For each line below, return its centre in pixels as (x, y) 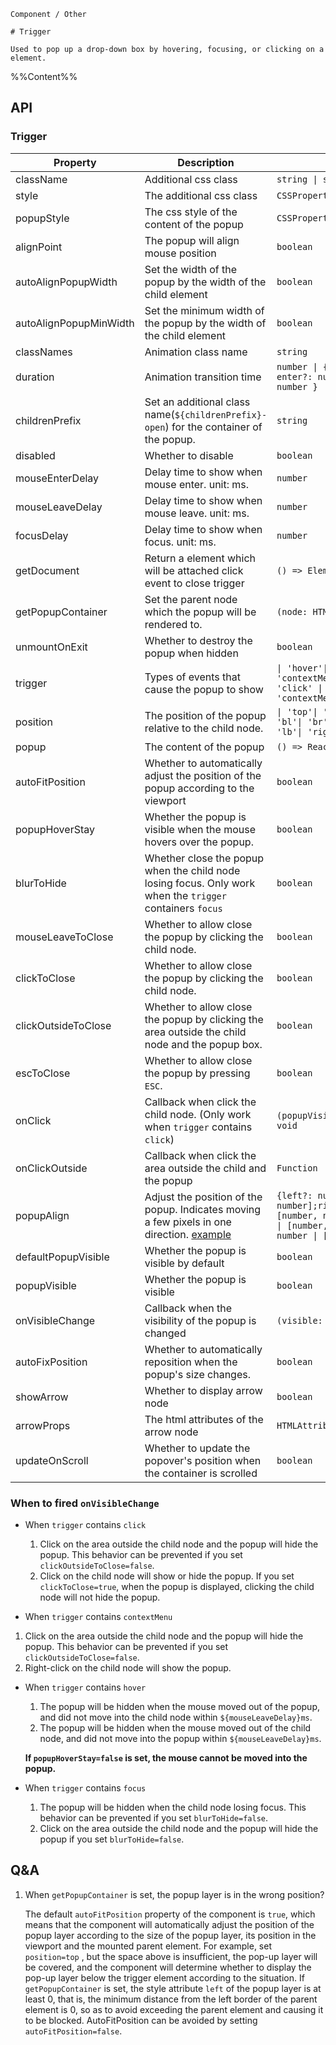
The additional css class (201, 195)
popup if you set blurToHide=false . (112, 1839)
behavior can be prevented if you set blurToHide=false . (154, 1817)
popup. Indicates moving (203, 1209)
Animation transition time (203, 377)
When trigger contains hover (85, 1687)
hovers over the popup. (199, 842)
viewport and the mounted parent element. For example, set (148, 1946)
